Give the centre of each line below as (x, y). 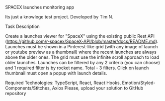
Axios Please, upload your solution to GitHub (98, 88)
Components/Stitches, (28, 88)
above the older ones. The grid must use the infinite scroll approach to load (82, 57)
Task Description (22, 26)
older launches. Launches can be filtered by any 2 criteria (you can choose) (83, 62)
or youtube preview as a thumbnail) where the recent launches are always (81, 52)
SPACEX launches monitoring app (40, 7)
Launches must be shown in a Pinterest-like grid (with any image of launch (82, 47)
